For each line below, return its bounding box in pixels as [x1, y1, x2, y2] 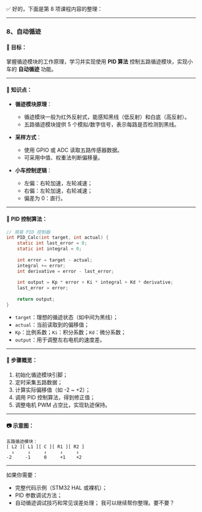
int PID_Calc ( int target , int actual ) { [6, 234, 109, 241]
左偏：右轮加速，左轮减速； [23, 180, 93, 187]
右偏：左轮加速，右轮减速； [23, 187, 93, 195]
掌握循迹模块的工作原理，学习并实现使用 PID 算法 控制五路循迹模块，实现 [6, 58, 188, 65]
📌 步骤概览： [6, 357, 38, 364]
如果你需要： [6, 472, 38, 479]
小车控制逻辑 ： [14, 167, 52, 174]
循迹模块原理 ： [14, 101, 52, 108]
